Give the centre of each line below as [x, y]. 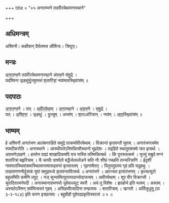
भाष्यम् [12, 131]
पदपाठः [13, 97]
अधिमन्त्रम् [17, 34]
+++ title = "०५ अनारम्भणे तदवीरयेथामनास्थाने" [46, 8]
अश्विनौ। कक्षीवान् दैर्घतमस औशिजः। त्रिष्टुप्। [41, 46]
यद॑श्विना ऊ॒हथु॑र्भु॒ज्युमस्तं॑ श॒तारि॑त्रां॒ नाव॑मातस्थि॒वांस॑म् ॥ [47, 80]
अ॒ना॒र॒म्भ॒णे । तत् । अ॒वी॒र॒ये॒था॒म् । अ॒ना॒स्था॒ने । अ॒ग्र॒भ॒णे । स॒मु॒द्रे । [56, 109]
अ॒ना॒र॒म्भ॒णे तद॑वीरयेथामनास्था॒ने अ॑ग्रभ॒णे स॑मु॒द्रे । [41, 75]
